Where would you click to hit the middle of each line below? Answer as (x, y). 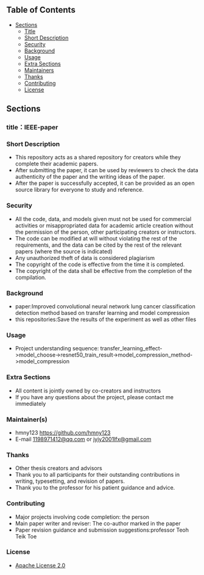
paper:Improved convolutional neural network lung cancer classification (105, 306)
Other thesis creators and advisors (58, 468)
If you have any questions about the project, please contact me (94, 397)
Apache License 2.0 (40, 565)
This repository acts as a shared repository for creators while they (98, 157)
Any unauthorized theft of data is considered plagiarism (85, 258)
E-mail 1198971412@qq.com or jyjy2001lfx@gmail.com (83, 439)
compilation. (31, 277)
